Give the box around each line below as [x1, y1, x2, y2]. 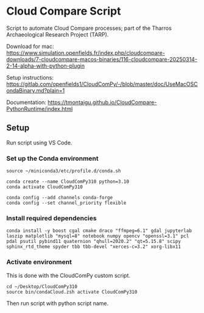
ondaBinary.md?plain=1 [6, 86, 65, 94]
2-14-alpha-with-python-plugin [6, 62, 85, 69]
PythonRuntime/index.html [6, 105, 73, 112]
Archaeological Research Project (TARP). [6, 30, 109, 38]
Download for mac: [6, 43, 54, 50]
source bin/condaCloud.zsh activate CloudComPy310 [6, 289, 138, 295]
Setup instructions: [6, 74, 54, 81]
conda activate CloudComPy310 [6, 184, 83, 190]
